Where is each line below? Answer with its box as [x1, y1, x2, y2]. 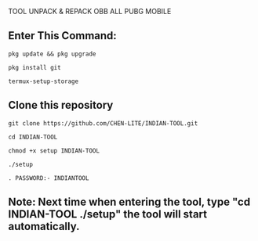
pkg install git [8, 63, 61, 71]
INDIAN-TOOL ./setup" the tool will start [8, 207, 208, 221]
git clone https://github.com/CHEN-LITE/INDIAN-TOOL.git [8, 119, 198, 128]
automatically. [8, 220, 80, 233]
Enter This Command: [8, 29, 118, 42]
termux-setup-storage [8, 77, 79, 85]
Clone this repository [8, 99, 114, 112]
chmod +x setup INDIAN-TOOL [8, 146, 100, 155]
